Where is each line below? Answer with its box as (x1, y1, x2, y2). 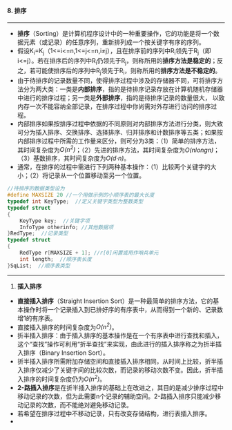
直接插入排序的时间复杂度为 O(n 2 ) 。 (17, 322, 119, 331)
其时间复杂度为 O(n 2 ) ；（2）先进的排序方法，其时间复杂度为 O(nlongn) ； (17, 144, 220, 154)
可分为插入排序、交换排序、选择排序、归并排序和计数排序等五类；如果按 (17, 128, 223, 136)
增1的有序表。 (17, 314, 57, 322)
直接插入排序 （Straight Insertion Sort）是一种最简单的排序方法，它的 (17, 297, 213, 305)
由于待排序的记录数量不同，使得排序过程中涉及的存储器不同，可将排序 (17, 76, 217, 84)
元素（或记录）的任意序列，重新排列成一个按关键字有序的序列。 (23, 38, 205, 46)
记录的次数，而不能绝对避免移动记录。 (23, 400, 133, 409)
